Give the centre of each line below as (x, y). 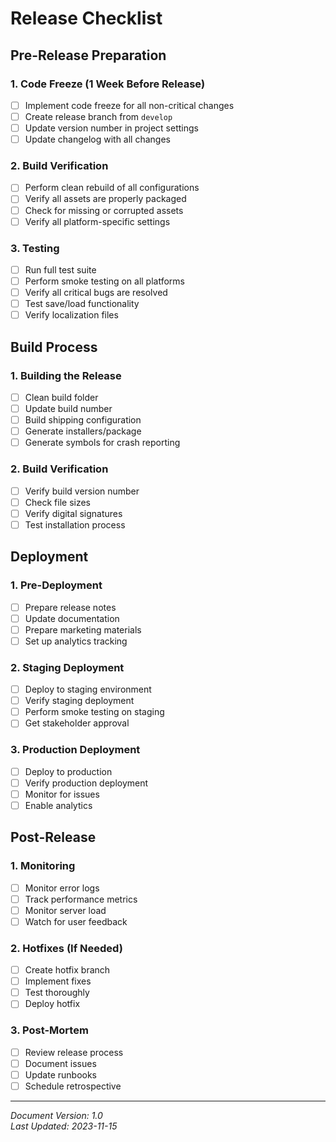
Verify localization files (71, 315)
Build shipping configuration (83, 420)
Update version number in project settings (111, 128)
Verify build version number (82, 491)
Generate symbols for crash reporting (102, 443)
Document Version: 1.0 (56, 1115)
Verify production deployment (86, 783)
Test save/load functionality (82, 304)
